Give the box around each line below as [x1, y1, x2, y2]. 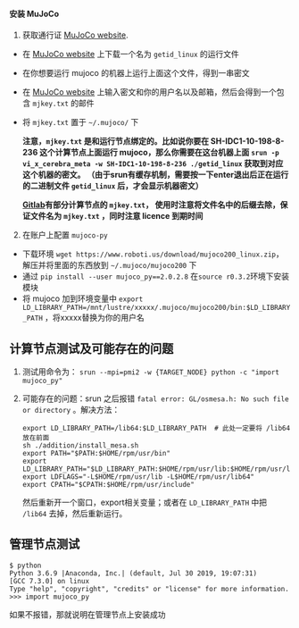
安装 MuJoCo [9, 8, 60, 19]
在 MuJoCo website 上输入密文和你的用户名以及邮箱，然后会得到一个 [21, 87, 277, 97]
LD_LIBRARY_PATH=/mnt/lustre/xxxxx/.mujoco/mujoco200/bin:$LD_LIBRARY [21, 304, 291, 313]
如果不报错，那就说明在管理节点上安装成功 [9, 608, 166, 620]
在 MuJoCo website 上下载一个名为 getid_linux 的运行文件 [21, 49, 239, 60]
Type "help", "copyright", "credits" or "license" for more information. [9, 584, 290, 593]
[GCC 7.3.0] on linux [9, 576, 90, 585]
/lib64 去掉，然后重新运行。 [21, 508, 128, 519]
